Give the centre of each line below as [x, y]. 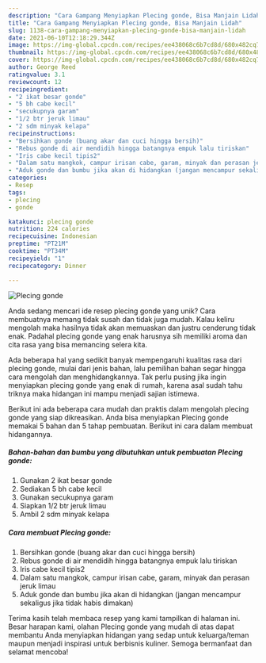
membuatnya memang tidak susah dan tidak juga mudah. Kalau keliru [122, 319]
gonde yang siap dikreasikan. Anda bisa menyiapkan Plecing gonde [118, 417]
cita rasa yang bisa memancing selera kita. [78, 344]
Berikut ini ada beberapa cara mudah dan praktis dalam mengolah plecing [129, 408]
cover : [19, 60]
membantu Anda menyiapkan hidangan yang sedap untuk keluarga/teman [129, 635]
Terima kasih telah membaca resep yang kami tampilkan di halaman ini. [124, 619]
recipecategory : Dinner [47, 266]
